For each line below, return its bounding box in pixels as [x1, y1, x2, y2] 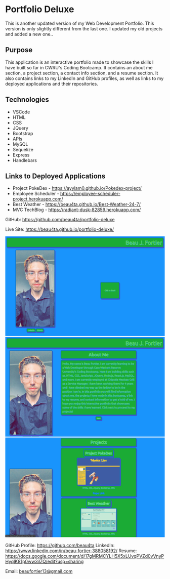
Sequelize [12, 146, 34, 152]
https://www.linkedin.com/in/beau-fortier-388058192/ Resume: [5, 548, 137, 554]
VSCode [12, 109, 30, 115]
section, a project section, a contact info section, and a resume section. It [5, 70, 158, 76]
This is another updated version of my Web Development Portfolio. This [5, 20, 154, 26]
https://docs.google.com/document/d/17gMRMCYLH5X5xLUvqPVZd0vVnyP [5, 553, 164, 559]
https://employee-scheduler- [60, 191, 120, 197]
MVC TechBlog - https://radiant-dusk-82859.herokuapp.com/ [12, 206, 141, 213]
